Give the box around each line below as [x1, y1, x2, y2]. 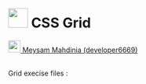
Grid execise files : [8, 68, 68, 78]
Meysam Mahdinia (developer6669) [22, 45, 138, 54]
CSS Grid [31, 14, 92, 32]
